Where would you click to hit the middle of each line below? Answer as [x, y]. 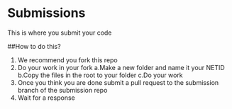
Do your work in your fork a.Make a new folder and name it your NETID [121, 67]
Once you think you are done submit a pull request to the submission [118, 82]
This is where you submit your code [60, 33]
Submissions [46, 13]
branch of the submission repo [62, 90]
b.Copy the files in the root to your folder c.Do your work [100, 75]
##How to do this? [34, 46]
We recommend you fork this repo [68, 60]
